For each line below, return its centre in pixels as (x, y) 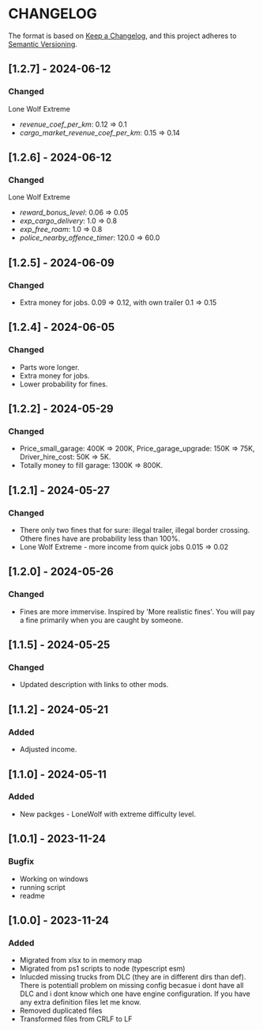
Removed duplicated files (61, 1011)
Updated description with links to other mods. (94, 685)
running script (42, 887)
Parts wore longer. (49, 367)
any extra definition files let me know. (80, 1002)
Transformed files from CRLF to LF (76, 1019)
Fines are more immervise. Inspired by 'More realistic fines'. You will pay (137, 611)
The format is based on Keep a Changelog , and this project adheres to (122, 36)
